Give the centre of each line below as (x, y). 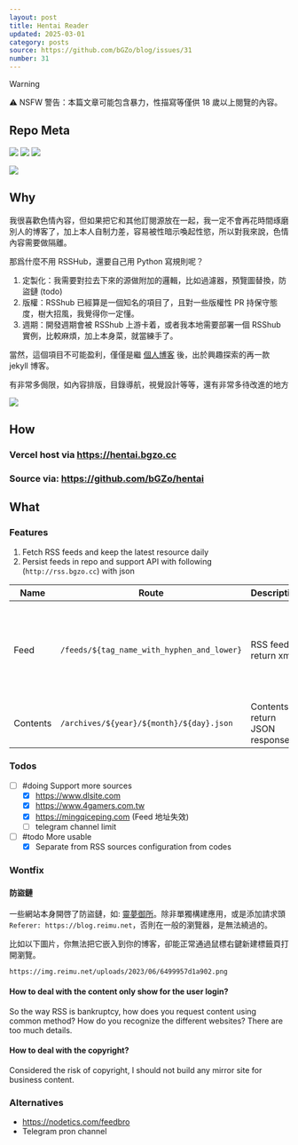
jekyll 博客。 (31, 366)
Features (29, 533)
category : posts (39, 42)
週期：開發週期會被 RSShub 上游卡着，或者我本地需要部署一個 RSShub (151, 324)
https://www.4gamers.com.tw (90, 805)
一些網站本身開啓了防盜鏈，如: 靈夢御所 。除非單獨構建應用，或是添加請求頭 (147, 914)
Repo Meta (40, 131)
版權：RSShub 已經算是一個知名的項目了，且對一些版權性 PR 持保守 (146, 302)
